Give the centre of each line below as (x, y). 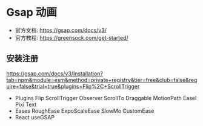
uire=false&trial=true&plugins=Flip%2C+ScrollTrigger (73, 86)
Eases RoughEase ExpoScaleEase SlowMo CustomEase (85, 111)
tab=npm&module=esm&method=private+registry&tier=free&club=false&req (102, 80)
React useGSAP (35, 117)
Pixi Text (26, 104)
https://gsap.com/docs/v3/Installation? (55, 74)
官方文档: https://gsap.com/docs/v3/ (61, 30)
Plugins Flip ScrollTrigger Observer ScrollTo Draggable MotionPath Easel (106, 98)
